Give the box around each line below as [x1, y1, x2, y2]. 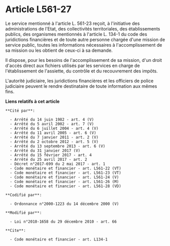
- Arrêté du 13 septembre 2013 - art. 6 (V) [10, 144, 106, 149]
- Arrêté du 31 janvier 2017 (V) [10, 148, 81, 153]
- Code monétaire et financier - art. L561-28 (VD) [10, 184, 122, 189]
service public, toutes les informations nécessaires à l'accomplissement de [5, 42, 162, 48]
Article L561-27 [5, 4, 72, 15]
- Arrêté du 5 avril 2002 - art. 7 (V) [10, 121, 94, 126]
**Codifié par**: [5, 192, 42, 197]
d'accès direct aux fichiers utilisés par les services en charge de [5, 62, 140, 68]
